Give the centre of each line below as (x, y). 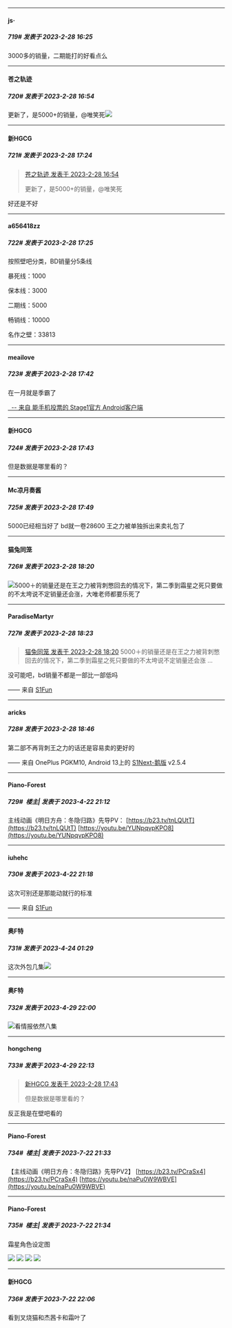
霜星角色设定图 (29, 1244)
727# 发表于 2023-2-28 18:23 (51, 633)
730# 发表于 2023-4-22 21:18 (51, 874)
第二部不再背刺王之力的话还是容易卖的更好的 (71, 747)
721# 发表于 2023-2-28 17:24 (50, 155)
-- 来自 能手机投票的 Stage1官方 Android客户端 (77, 407)
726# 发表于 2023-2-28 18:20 (51, 567)
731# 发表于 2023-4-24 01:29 (51, 948)
